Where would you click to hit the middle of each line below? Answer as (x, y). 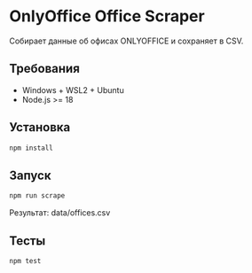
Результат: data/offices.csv (60, 213)
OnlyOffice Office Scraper (107, 16)
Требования (44, 69)
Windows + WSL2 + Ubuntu (73, 90)
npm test (25, 261)
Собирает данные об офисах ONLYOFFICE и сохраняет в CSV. (126, 41)
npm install (31, 148)
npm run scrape (37, 196)
